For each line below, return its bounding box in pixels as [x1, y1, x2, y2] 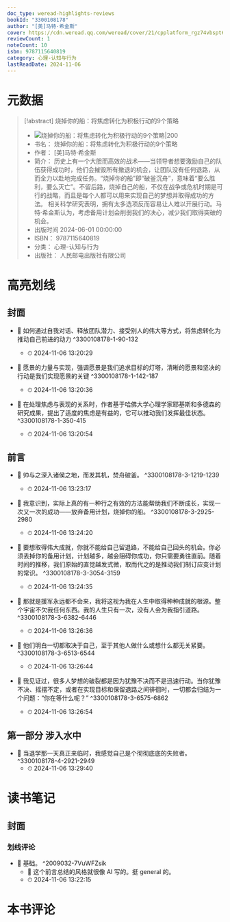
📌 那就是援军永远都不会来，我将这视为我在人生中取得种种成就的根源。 [16, 597, 215, 606]
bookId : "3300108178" [7, 16, 69, 23]
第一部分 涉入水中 [7, 730, 81, 741]
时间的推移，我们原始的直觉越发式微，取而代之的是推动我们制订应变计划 [16, 560, 221, 569]
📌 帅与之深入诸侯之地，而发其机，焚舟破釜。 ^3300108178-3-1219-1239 [16, 471, 220, 479]
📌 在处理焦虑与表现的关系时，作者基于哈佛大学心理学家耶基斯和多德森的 [16, 400, 221, 408]
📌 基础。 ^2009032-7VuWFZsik [16, 859, 107, 867]
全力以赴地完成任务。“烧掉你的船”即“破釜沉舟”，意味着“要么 [40, 174, 210, 182]
